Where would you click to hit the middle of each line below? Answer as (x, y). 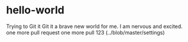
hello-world (35, 10)
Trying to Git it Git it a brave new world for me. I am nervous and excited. (95, 26)
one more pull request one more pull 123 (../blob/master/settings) (85, 32)
